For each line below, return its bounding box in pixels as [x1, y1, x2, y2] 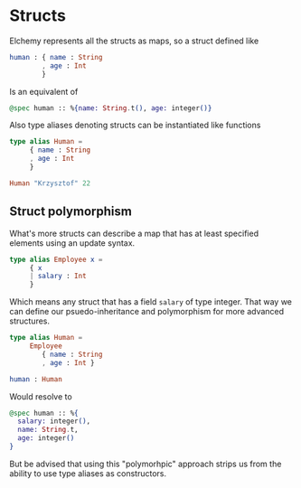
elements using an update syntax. [9, 237, 136, 249]
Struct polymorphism [9, 204, 133, 220]
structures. [9, 315, 50, 326]
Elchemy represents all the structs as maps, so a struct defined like [9, 35, 259, 46]
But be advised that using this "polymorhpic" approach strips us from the [9, 458, 282, 469]
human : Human [9, 374, 63, 384]
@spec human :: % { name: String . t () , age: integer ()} [9, 103, 212, 113]
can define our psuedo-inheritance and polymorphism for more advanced [9, 306, 285, 317]
